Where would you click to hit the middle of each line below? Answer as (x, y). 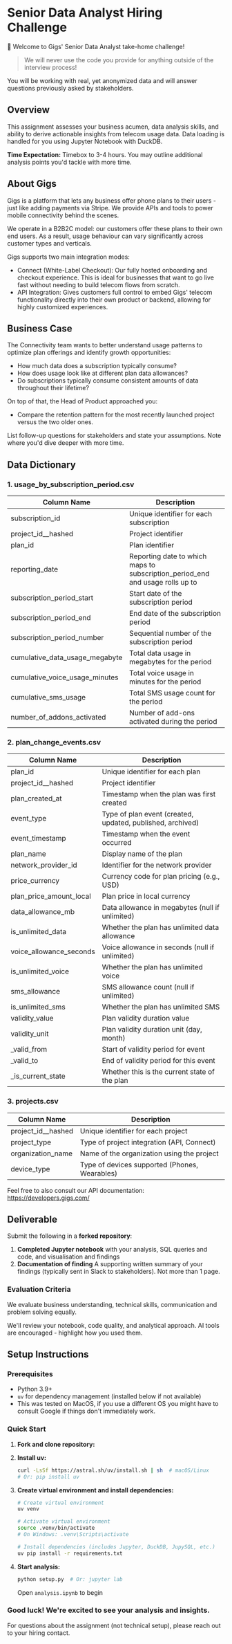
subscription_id (36, 518)
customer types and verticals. (49, 243)
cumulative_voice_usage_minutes (65, 677)
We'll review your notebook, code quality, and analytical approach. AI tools (113, 1325)
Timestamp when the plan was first (159, 794)
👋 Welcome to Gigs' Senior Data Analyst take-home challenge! (96, 46)
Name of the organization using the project (149, 1153)
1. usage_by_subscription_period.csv (71, 484)
